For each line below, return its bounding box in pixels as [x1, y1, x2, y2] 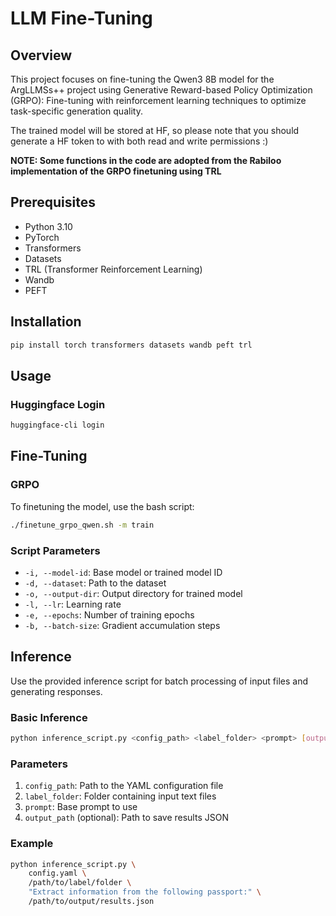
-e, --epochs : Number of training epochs [24, 608, 195, 621]
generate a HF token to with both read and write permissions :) [10, 135, 269, 147]
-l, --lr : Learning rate [24, 598, 122, 610]
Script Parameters [10, 543, 101, 557]
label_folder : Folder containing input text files [24, 790, 217, 802]
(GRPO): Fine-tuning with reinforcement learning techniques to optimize [10, 95, 307, 106]
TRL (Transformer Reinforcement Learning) [24, 263, 203, 275]
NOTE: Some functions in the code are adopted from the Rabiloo [10, 155, 282, 166]
